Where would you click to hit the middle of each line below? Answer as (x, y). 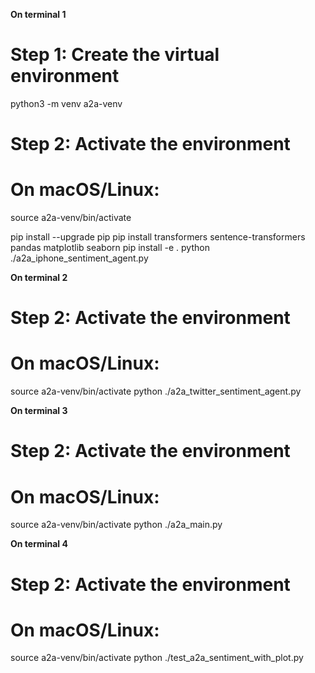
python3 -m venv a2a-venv (66, 103)
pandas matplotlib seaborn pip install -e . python (110, 248)
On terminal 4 (39, 544)
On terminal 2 (39, 278)
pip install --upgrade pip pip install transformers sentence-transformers (158, 237)
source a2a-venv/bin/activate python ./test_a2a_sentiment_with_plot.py (157, 658)
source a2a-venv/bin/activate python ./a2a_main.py (116, 525)
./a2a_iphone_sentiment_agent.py (79, 258)
